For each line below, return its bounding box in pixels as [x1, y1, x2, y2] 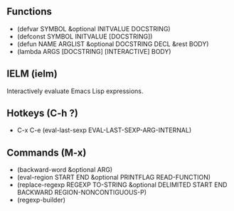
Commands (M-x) [6, 146, 87, 158]
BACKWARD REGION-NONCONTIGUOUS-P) [16, 188, 147, 197]
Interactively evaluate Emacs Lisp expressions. [6, 87, 144, 95]
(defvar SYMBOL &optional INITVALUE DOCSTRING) [16, 24, 171, 33]
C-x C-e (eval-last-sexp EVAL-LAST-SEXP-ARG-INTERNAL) [16, 126, 192, 134]
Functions [6, 6, 53, 18]
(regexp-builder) [16, 195, 65, 205]
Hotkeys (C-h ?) [6, 107, 79, 119]
